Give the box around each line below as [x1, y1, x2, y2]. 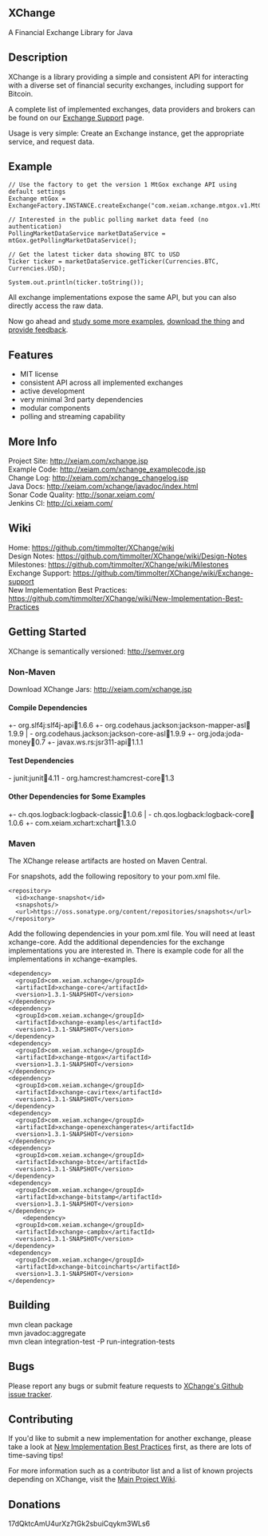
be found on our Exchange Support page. [8, 113, 145, 122]
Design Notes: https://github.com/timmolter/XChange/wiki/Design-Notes [8, 551, 247, 561]
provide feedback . [8, 325, 69, 334]
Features [8, 348, 53, 361]
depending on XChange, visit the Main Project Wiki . [8, 1475, 177, 1484]
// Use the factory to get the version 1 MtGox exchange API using [8, 181, 238, 189]
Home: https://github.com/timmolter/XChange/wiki [8, 543, 175, 552]
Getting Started [8, 626, 87, 639]
